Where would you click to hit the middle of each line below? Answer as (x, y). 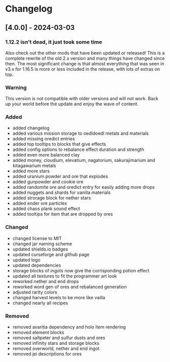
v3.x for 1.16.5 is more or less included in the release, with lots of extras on (83, 69)
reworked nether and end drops (46, 281)
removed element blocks (38, 333)
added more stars (31, 171)
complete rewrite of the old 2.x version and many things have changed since (85, 58)
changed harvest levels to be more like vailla (59, 297)
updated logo (26, 260)
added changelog (31, 128)
